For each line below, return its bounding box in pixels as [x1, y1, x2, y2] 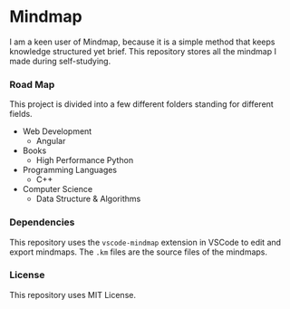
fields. [9, 109, 34, 120]
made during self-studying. [9, 55, 111, 66]
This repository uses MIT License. [9, 289, 136, 300]
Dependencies [9, 216, 75, 228]
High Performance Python [35, 155, 134, 166]
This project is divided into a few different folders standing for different [9, 99, 274, 110]
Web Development [22, 126, 92, 137]
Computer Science [22, 184, 93, 195]
